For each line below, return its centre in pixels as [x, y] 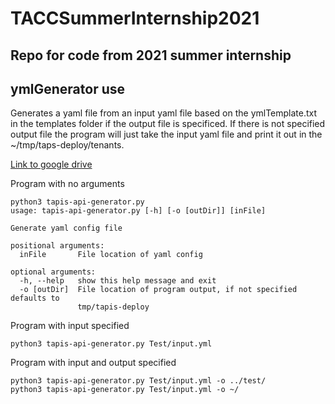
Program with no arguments [67, 184]
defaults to [35, 298]
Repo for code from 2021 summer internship [151, 55]
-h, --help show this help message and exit [118, 281]
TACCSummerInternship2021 [135, 18]
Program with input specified [70, 326]
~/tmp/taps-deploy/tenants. [67, 145]
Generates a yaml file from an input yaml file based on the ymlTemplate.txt [164, 113]
